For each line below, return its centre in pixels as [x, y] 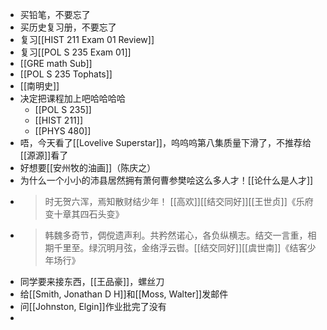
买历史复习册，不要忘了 [68, 27]
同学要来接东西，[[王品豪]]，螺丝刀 [92, 281]
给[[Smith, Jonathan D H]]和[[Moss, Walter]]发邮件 [124, 294]
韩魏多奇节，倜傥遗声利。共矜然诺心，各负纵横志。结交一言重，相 [180, 235]
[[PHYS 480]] [63, 131]
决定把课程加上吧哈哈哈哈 [72, 98]
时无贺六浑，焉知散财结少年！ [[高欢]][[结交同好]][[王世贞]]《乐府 [179, 201]
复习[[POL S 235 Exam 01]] [75, 52]
